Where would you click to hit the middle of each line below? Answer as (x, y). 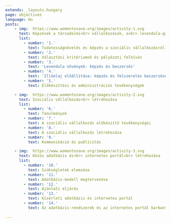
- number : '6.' (40, 109)
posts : (12, 24)
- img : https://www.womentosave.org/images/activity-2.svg (79, 94)
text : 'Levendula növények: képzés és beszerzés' (82, 67)
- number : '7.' (40, 118)
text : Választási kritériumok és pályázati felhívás (85, 57)
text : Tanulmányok (47, 114)
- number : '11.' (41, 175)
